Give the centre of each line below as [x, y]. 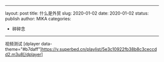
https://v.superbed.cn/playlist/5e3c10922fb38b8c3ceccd [99, 49]
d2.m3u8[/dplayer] [24, 54]
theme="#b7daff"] [23, 49]
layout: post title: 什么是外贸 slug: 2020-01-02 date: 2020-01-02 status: [77, 13]
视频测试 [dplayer [23, 44]
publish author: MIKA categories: [38, 19]
